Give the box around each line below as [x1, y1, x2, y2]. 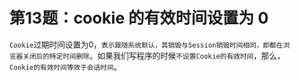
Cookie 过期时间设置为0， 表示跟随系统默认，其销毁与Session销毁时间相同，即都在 [9, 39, 284, 50]
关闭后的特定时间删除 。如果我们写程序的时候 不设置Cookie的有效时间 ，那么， [22, 50, 286, 60]
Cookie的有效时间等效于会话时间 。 [9, 61, 122, 72]
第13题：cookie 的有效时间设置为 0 [9, 8, 269, 28]
